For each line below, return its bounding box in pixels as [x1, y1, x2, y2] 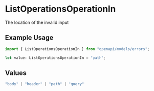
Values [5, 69, 27, 77]
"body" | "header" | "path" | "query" [5, 82, 84, 87]
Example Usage [5, 34, 54, 42]
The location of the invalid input [5, 19, 69, 25]
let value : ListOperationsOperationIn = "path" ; [5, 55, 106, 60]
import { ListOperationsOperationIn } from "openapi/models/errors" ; [5, 46, 150, 52]
